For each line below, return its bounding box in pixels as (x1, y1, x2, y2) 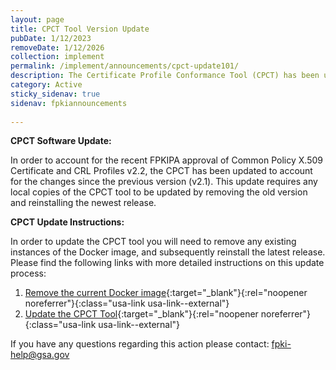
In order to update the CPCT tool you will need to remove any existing (10, 236, 297, 248)
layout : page (10, 14, 65, 25)
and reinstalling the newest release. (10, 197, 157, 209)
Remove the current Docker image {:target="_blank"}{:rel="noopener (24, 287, 308, 299)
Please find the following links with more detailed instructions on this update (10, 257, 325, 269)
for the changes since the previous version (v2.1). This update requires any (10, 176, 318, 188)
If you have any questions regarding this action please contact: (10, 338, 270, 350)
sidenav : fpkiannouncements (10, 98, 128, 108)
